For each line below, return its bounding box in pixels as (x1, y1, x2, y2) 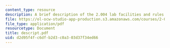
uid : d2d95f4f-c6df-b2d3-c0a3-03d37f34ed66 (5, 35, 99, 40)
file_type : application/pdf (5, 21, 65, 26)
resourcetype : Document (5, 26, 56, 31)
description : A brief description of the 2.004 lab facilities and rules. (5, 12, 166, 17)
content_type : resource (5, 7, 56, 12)
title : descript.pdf (5, 30, 49, 35)
